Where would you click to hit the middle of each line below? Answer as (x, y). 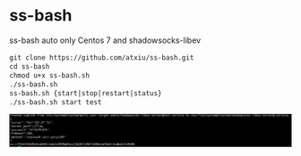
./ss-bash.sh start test (56, 102)
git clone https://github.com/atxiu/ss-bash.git (102, 57)
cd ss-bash (30, 66)
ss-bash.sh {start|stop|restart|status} (86, 93)
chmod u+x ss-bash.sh (50, 75)
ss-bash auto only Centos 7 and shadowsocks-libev (105, 40)
